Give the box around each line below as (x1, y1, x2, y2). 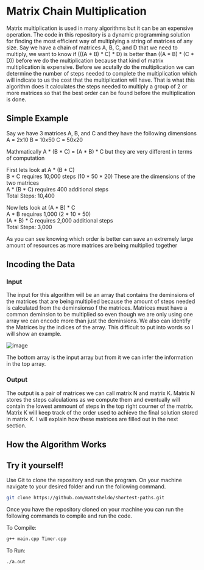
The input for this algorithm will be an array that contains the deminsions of (6, 291, 195, 299)
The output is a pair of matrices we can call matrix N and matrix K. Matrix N (6, 389, 195, 397)
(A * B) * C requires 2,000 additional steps (6, 216, 113, 224)
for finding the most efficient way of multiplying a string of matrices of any (6, 37, 193, 45)
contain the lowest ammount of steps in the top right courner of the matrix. (6, 402, 194, 410)
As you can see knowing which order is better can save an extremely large (6, 235, 194, 242)
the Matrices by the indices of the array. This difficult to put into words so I (6, 324, 194, 331)
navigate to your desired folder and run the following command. (6, 483, 166, 490)
